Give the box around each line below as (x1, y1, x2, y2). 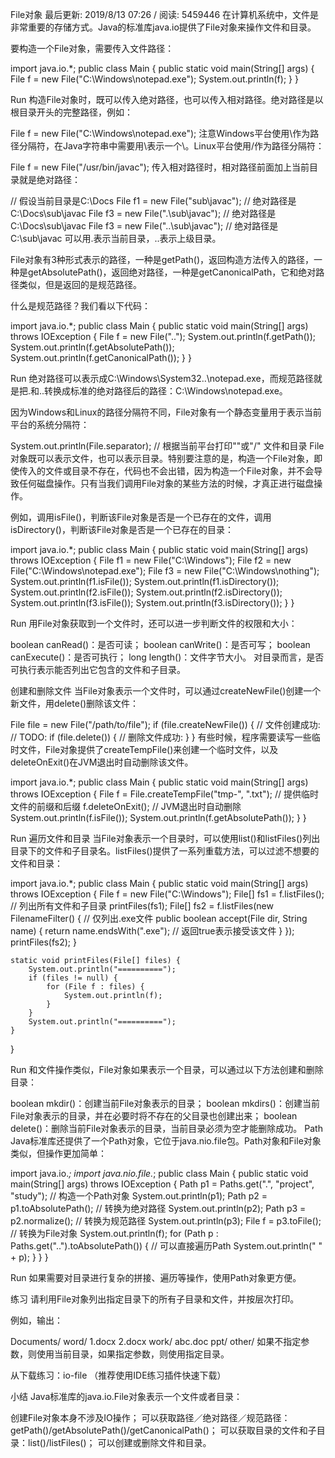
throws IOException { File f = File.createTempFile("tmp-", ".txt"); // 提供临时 (10, 788, 319, 800)
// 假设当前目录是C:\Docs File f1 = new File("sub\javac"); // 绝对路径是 (10, 195, 297, 207)
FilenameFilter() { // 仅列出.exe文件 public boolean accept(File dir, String (10, 913, 308, 924)
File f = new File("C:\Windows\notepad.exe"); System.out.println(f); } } (10, 73, 299, 85)
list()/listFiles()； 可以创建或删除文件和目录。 (27, 1437, 212, 1448)
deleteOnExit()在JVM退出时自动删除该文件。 (10, 756, 194, 768)
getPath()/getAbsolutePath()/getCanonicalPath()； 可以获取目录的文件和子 (10, 1424, 317, 1436)
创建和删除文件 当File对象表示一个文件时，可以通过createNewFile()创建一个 (10, 685, 322, 697)
